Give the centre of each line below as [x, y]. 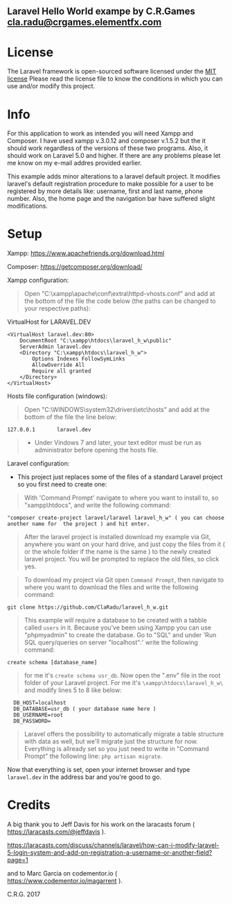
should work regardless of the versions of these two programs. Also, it [108, 148]
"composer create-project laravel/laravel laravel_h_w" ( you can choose [116, 518]
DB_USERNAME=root [38, 715]
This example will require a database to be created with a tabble [115, 621]
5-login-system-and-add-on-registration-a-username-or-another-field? [110, 853]
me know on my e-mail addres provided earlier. [74, 163]
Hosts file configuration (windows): [57, 396]
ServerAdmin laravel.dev [55, 347]
